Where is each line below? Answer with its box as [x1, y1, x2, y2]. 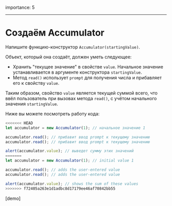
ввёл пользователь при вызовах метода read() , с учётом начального [5, 95, 157, 101]
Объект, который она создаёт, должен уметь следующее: [5, 54, 132, 60]
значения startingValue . [5, 101, 58, 107]
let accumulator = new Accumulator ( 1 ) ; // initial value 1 [5, 158, 134, 163]
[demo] [5, 195, 21, 201]
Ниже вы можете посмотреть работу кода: [5, 110, 100, 117]
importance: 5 [5, 5, 35, 10]
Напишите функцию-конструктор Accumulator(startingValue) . [5, 43, 140, 50]
